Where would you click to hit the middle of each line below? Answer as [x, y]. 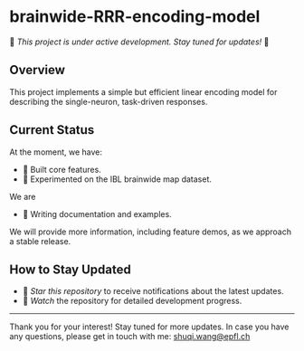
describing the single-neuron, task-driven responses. [109, 101]
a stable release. [40, 241]
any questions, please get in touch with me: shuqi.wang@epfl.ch [130, 337]
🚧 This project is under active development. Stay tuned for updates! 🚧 [139, 42]
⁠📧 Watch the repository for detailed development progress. [132, 301]
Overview [38, 70]
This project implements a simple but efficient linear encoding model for [143, 91]
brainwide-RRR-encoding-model [135, 17]
